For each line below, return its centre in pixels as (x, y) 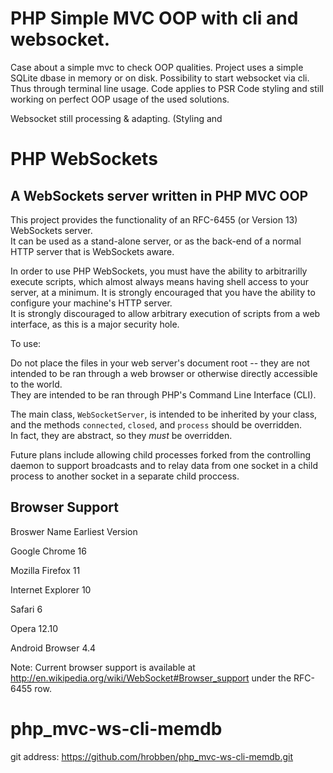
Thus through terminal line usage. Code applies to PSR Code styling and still (167, 88)
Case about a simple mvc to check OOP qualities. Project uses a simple (157, 67)
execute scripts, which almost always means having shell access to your (160, 281)
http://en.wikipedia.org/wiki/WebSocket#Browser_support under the (151, 678)
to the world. (36, 384)
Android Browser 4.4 (53, 648)
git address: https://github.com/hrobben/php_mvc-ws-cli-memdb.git (152, 756)
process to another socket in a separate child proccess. (125, 476)
